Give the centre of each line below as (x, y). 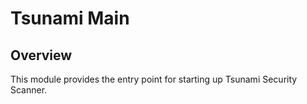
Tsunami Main (70, 18)
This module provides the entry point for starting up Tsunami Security (154, 79)
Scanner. (29, 90)
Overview (41, 55)
